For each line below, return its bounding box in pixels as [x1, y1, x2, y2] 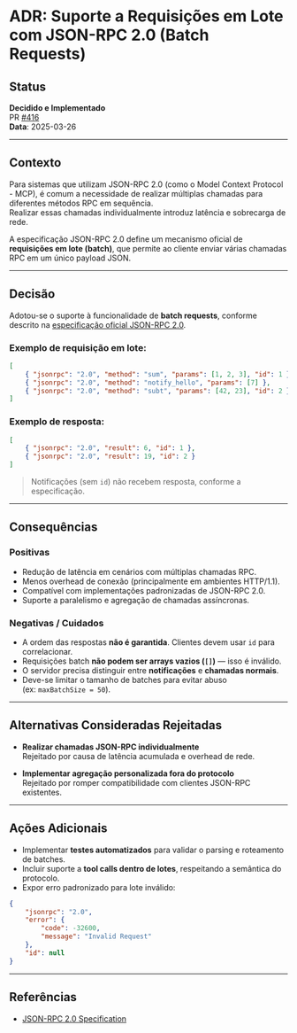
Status [9, 79, 47, 94]
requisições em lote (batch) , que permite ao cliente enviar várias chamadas [9, 243, 287, 253]
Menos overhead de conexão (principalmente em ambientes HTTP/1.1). [21, 576, 280, 586]
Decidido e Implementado [9, 103, 106, 113]
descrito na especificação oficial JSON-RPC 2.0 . [9, 319, 187, 330]
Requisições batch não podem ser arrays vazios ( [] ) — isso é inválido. [21, 656, 282, 666]
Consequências [9, 520, 98, 535]
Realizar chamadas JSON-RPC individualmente [21, 742, 200, 752]
